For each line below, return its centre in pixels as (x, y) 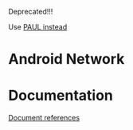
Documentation (61, 96)
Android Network (66, 59)
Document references (44, 118)
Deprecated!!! (31, 12)
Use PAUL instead (38, 27)
